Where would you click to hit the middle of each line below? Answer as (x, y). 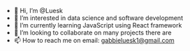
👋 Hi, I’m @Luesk (38, 11)
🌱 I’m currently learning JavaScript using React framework (98, 25)
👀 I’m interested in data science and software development (98, 18)
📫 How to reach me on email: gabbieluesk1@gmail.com (94, 40)
